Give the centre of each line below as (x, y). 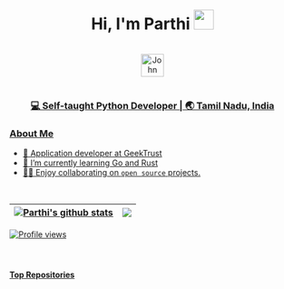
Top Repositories (42, 274)
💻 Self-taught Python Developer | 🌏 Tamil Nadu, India (152, 105)
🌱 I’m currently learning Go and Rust (90, 163)
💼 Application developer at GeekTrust (92, 154)
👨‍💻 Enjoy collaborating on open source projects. (112, 173)
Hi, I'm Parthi (140, 24)
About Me (32, 134)
